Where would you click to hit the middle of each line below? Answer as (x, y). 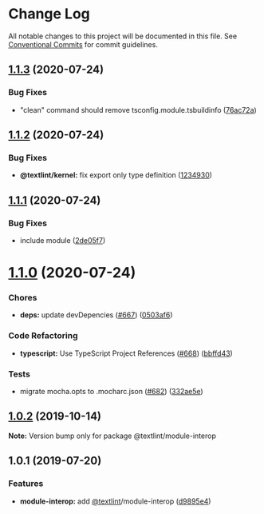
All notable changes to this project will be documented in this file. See (123, 36)
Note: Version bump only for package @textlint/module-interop (112, 436)
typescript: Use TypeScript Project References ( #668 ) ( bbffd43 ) (126, 353)
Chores (23, 298)
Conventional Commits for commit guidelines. (83, 44)
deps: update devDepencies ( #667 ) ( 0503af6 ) (96, 315)
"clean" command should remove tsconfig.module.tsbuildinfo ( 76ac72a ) (138, 110)
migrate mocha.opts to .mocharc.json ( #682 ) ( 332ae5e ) (111, 392)
